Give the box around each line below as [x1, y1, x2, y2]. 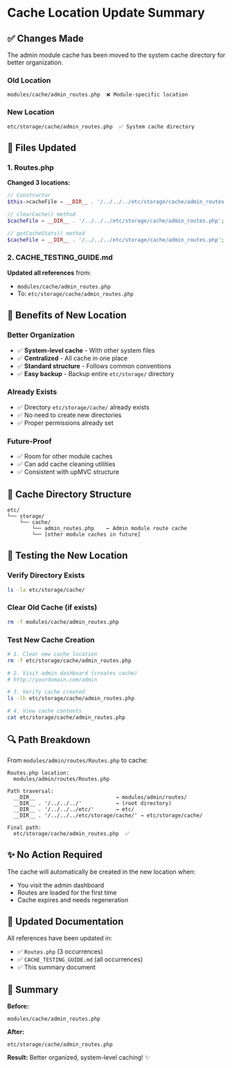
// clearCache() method [7, 211, 76, 218]
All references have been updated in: [7, 934, 113, 942]
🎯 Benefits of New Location [7, 310, 127, 321]
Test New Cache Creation [7, 635, 95, 645]
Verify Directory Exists [7, 570, 85, 580]
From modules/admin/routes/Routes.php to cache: [7, 756, 148, 764]
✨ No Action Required [7, 849, 102, 861]
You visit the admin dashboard [17, 881, 105, 889]
